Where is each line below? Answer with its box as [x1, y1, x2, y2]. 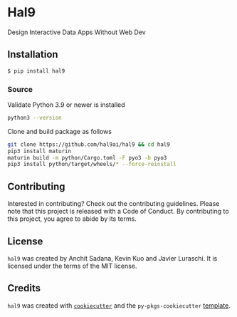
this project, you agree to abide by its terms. [7, 214, 137, 223]
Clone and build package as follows [7, 127, 112, 135]
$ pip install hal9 [7, 67, 65, 75]
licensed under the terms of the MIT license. [7, 261, 137, 270]
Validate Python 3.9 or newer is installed [7, 100, 126, 109]
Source [7, 84, 33, 94]
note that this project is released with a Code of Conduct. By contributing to [7, 207, 229, 216]
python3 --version [7, 114, 62, 121]
